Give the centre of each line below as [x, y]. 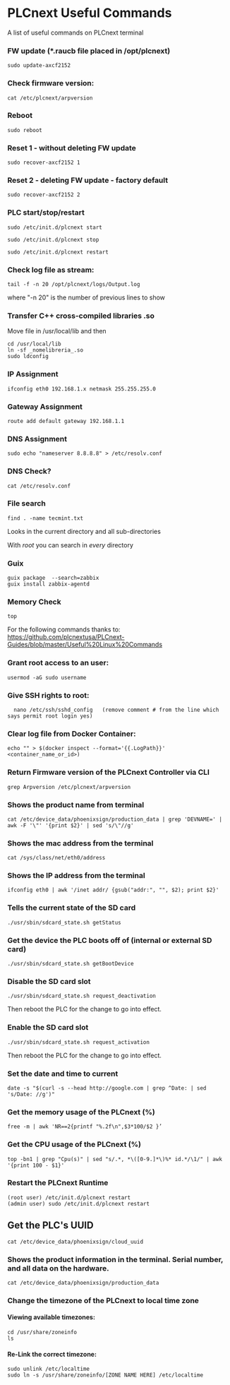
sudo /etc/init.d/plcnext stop [53, 239]
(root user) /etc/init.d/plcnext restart [69, 1197]
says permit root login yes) [50, 716]
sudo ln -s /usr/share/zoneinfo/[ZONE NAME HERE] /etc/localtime [105, 1375]
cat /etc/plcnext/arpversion [50, 98]
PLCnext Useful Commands [90, 13]
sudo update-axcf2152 [39, 66]
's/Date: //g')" [31, 1094]
